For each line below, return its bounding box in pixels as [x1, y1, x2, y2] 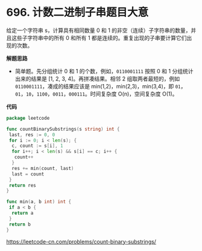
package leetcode [6, 115, 50, 121]
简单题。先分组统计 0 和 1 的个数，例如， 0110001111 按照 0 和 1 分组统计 [14, 67, 194, 74]
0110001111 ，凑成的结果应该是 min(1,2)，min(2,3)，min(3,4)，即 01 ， [14, 82, 186, 90]
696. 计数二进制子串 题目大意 [6, 5, 149, 19]
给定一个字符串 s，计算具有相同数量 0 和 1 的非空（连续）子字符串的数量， [6, 27, 191, 34]
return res [8, 182, 36, 188]
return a [11, 210, 34, 217]
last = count [11, 171, 45, 177]
